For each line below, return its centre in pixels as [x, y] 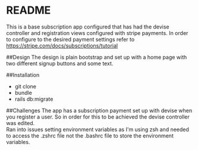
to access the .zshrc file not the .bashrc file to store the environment [90, 135]
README [29, 10]
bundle [23, 92]
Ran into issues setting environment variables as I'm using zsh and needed [98, 129]
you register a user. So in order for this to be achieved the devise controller [98, 117]
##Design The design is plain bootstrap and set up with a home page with [97, 57]
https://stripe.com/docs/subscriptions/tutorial [62, 46]
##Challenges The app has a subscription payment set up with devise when [99, 110]
